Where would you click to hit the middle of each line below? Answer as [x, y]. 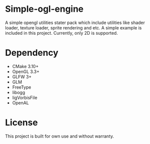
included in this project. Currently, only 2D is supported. [62, 33]
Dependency [32, 53]
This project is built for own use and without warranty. [60, 136]
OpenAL [21, 103]
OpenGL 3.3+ [26, 72]
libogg [19, 92]
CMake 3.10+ [25, 66]
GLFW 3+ [22, 76]
